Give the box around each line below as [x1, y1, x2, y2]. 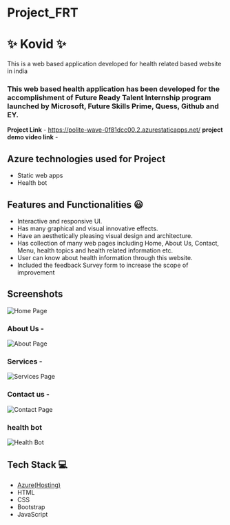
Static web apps [17, 171, 63, 180]
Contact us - [7, 390, 50, 399]
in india [7, 67, 28, 75]
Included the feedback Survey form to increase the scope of [17, 261, 189, 270]
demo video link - [7, 133, 59, 141]
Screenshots [7, 288, 63, 300]
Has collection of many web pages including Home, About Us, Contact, [17, 239, 219, 248]
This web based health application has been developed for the [7, 84, 220, 94]
